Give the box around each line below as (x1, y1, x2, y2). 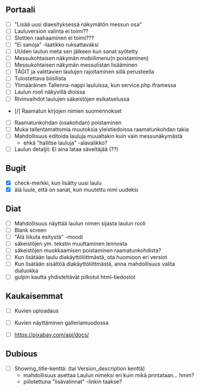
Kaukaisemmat (5, 291, 63, 302)
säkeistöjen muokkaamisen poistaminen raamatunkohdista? (14, 246, 162, 254)
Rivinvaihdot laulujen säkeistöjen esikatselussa (14, 95, 130, 103)
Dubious (5, 349, 38, 359)
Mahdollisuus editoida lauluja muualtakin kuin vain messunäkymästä (14, 132, 183, 140)
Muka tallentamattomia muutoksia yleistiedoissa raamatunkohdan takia (14, 125, 189, 133)
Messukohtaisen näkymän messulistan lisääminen (14, 61, 138, 68)
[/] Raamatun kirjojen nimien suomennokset (14, 107, 122, 115)
